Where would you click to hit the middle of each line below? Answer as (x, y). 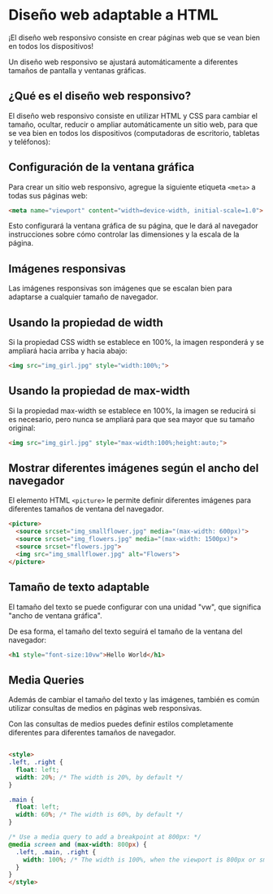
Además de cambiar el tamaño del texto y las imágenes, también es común (134, 700)
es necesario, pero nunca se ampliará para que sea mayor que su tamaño (132, 419)
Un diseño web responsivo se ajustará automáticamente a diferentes (123, 62)
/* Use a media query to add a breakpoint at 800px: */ (105, 837)
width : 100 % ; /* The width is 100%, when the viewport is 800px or (139, 860)
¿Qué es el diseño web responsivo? (100, 96)
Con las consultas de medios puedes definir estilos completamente (121, 724)
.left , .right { (36, 762)
